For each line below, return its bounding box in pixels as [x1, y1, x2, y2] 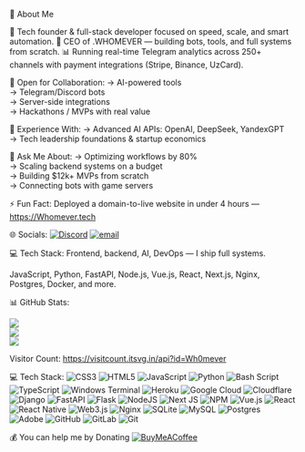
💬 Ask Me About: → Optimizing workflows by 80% [9, 151, 198, 161]
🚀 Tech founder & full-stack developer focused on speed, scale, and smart [9, 26, 290, 36]
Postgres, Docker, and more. [9, 279, 117, 289]
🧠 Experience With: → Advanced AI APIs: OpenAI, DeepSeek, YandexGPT [9, 124, 285, 134]
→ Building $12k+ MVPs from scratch [9, 170, 149, 181]
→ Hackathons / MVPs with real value [9, 106, 151, 117]
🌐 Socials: [9, 229, 48, 240]
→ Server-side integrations [9, 97, 111, 107]
